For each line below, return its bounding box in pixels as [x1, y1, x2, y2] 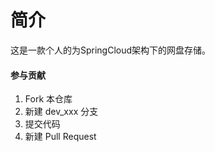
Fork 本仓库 [24, 93, 73, 105]
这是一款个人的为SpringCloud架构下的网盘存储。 [10, 44, 212, 56]
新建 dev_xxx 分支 [24, 106, 99, 118]
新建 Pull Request [24, 131, 97, 143]
